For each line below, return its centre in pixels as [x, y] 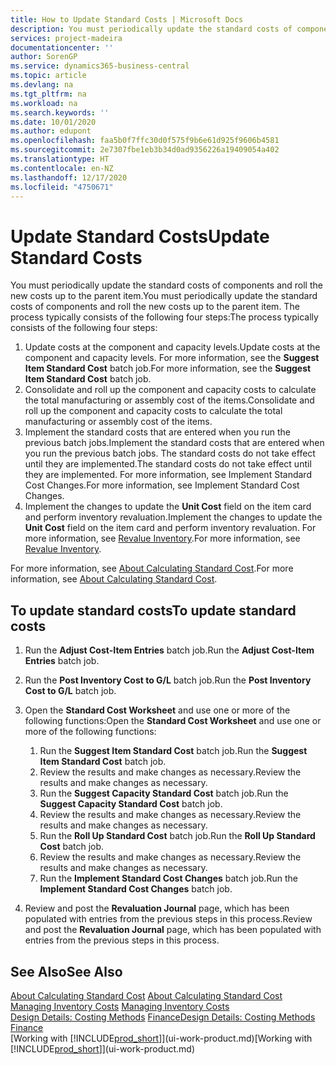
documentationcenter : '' [62, 47]
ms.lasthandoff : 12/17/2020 [69, 177]
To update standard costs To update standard [153, 610]
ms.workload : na [44, 103]
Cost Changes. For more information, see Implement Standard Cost [162, 485]
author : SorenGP [44, 57]
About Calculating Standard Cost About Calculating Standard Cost [146, 995]
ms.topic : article [48, 76]
